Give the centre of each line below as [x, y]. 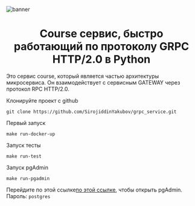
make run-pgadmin [28, 178]
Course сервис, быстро [101, 34]
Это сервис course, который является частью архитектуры [83, 76]
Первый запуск [26, 123]
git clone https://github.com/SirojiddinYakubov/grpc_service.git [91, 112]
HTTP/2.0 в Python [101, 60]
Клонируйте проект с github [42, 100]
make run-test [24, 156]
